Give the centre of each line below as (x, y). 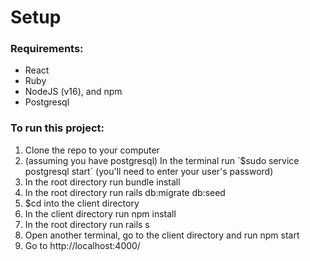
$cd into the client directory (82, 203)
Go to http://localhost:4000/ (82, 245)
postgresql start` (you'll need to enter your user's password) (149, 171)
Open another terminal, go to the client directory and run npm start (162, 235)
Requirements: (47, 49)
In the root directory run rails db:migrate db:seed (125, 192)
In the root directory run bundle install (102, 182)
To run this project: (57, 128)
